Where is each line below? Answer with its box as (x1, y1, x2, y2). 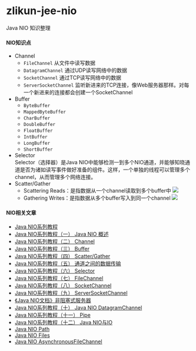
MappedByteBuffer (23, 109, 67, 115)
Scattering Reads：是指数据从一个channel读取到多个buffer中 (23, 187, 172, 194)
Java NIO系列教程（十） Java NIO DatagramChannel (14, 304, 142, 312)
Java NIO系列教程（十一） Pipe (14, 312, 91, 319)
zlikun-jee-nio (6, 4, 77, 18)
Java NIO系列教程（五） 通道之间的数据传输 (14, 260, 121, 267)
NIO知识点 (6, 39, 31, 46)
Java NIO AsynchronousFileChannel (14, 338, 102, 345)
